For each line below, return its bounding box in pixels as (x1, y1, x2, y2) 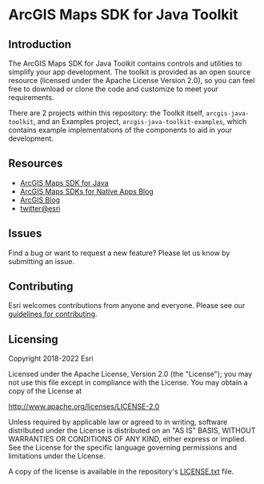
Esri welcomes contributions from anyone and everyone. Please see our (8, 301, 246, 310)
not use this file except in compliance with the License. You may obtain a (8, 378, 248, 387)
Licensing (8, 332, 58, 346)
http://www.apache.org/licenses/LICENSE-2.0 (8, 402, 160, 411)
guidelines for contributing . (8, 310, 98, 319)
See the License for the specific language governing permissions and (8, 442, 238, 453)
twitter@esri (19, 203, 61, 213)
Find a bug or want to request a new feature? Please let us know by (8, 248, 230, 258)
